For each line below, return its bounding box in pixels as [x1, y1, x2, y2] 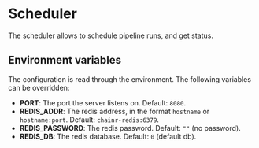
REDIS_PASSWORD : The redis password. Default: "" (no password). [19, 123, 242, 132]
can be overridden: [8, 83, 70, 92]
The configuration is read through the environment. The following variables [8, 74, 252, 83]
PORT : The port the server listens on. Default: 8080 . [19, 98, 187, 107]
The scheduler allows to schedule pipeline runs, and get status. [8, 31, 214, 40]
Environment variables [8, 54, 122, 67]
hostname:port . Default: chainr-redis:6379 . [19, 115, 160, 124]
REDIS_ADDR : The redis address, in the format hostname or [19, 106, 210, 116]
